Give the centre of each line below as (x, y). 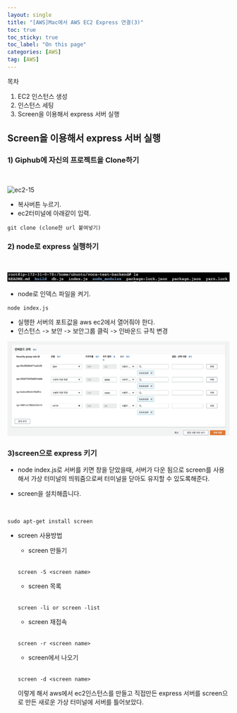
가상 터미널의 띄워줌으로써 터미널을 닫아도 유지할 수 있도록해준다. (120, 479)
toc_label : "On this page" (47, 45)
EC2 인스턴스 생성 (43, 96)
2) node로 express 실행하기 (53, 247)
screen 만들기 (48, 551)
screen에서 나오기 (53, 658)
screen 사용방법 (40, 535)
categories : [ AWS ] (34, 52)
